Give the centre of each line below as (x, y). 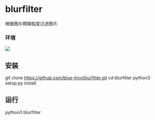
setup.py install (21, 83)
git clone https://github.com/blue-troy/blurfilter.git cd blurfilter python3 (78, 78)
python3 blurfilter (23, 112)
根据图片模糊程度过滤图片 (31, 23)
